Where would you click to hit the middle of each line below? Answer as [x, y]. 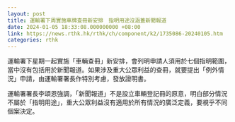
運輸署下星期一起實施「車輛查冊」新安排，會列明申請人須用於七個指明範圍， [119, 61]
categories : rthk [33, 40]
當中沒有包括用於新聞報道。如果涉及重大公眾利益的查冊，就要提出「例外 [113, 70]
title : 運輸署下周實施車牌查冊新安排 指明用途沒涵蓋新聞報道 [87, 20]
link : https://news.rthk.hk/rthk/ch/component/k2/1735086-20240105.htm [115, 33]
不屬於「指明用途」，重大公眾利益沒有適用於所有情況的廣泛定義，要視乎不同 [117, 102]
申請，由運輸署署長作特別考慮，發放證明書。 [85, 79]
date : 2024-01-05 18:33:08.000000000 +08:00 [74, 27]
